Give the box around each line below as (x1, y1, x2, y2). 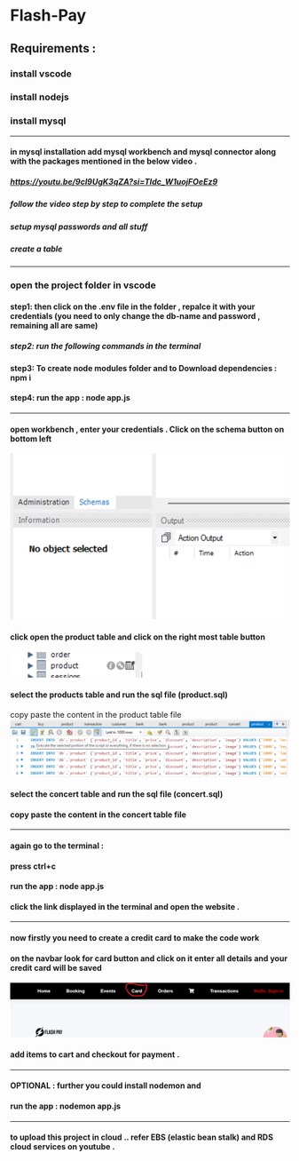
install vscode (10, 68, 72, 80)
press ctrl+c (10, 861, 57, 871)
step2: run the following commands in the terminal (10, 340, 201, 351)
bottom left (10, 433, 52, 444)
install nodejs (10, 91, 69, 103)
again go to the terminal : (10, 840, 105, 851)
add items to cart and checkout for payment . (10, 1049, 180, 1060)
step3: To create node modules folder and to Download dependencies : (10, 362, 278, 373)
